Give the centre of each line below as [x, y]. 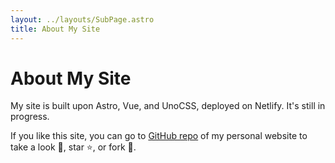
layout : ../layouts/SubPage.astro [82, 19]
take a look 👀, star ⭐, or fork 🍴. [73, 147]
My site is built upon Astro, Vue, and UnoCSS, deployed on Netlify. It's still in [168, 106]
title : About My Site [55, 29]
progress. [30, 117]
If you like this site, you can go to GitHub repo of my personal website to [159, 136]
